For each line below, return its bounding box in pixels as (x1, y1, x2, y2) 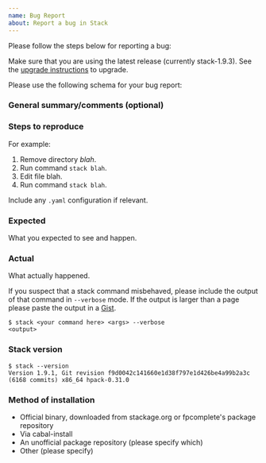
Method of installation (8, 394, 95, 405)
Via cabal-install (19, 429, 73, 438)
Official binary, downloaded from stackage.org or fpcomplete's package (19, 412, 256, 422)
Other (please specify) (19, 446, 94, 455)
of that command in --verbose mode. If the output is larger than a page (8, 295, 240, 304)
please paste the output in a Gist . (8, 303, 117, 313)
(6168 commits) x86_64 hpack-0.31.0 (8, 376, 129, 384)
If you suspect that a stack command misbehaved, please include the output (8, 287, 258, 296)
